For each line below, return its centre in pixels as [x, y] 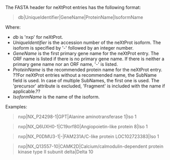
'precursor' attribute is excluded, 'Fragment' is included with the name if [89, 86]
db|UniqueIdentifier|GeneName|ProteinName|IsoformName [80, 17]
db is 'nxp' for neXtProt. [38, 37]
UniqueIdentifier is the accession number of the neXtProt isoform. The [87, 42]
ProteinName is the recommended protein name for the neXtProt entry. [88, 70]
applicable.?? [26, 91]
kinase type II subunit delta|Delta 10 [56, 152]
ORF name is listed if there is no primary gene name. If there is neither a [89, 59]
